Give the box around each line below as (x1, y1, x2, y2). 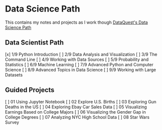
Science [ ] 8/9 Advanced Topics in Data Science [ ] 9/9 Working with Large (5, 67, 156, 72)
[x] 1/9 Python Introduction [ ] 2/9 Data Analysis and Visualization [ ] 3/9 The (5, 51, 158, 57)
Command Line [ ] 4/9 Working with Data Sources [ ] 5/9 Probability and (5, 57, 149, 62)
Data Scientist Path (5, 39, 64, 47)
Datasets (5, 72, 23, 78)
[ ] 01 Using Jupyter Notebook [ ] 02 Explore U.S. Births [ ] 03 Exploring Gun (5, 99, 157, 104)
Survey (5, 119, 19, 125)
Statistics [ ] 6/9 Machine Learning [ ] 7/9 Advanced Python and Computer (5, 61, 154, 67)
